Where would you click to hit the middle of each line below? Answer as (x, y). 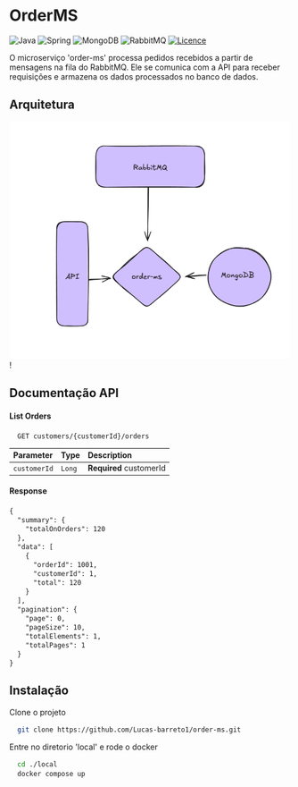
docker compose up (52, 774)
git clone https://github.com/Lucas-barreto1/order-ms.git (129, 730)
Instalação (39, 691)
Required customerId (127, 468)
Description (110, 455)
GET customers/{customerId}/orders (83, 436)
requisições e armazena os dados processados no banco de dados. (134, 76)
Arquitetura (42, 105)
